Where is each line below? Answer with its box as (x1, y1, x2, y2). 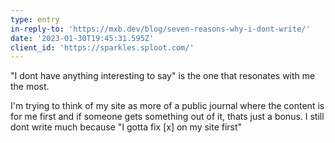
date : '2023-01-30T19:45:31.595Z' (10, 33, 155, 43)
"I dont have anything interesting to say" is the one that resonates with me (10, 70, 316, 82)
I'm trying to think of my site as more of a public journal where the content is (10, 100, 325, 112)
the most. (10, 81, 50, 93)
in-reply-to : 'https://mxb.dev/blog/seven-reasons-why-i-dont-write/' (10, 24, 311, 34)
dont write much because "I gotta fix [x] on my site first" (10, 121, 243, 133)
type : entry (10, 14, 60, 25)
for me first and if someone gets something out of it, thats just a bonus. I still (10, 111, 325, 123)
